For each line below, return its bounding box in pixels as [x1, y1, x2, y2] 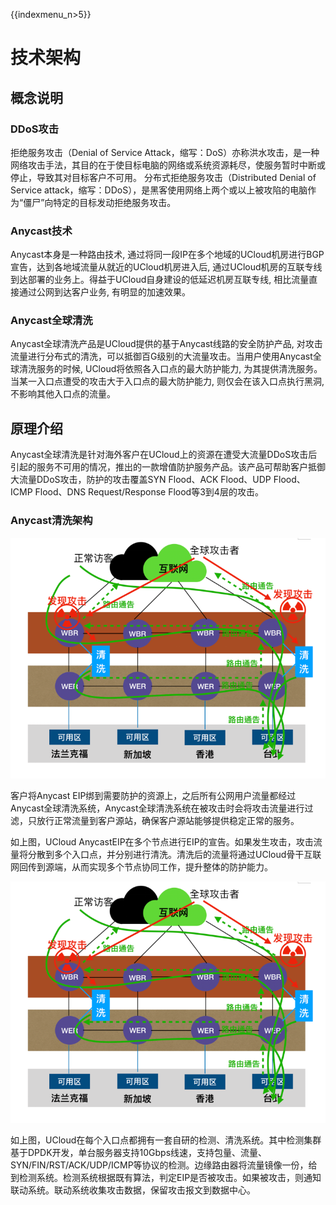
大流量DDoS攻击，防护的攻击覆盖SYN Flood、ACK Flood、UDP [10, 474, 272, 486]
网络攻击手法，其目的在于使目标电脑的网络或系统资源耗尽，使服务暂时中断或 [10, 159, 326, 171]
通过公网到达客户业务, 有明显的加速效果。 [18, 286, 191, 298]
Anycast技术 [10, 224, 73, 238]
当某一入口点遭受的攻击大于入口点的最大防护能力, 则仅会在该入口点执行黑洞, [10, 375, 325, 388]
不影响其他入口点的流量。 [10, 388, 116, 400]
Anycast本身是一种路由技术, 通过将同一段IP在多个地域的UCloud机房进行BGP [10, 249, 325, 261]
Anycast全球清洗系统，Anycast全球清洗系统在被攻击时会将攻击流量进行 [10, 802, 305, 814]
